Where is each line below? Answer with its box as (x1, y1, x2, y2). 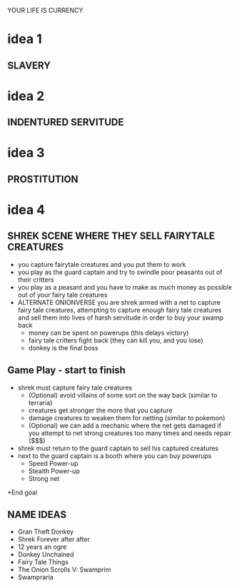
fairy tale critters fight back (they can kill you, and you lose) (28, 335, 203, 345)
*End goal (7, 488, 38, 497)
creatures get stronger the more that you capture (28, 406, 173, 415)
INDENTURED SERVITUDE (7, 116, 124, 128)
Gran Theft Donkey (17, 527, 74, 536)
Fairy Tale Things (17, 558, 69, 567)
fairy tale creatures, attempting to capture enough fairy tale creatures (17, 305, 222, 314)
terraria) (28, 398, 53, 407)
